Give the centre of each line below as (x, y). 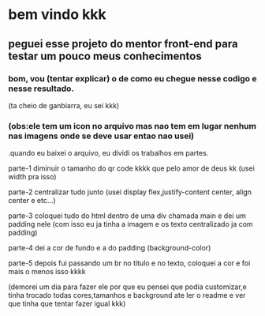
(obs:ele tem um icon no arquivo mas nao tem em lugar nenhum (132, 126)
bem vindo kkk (57, 15)
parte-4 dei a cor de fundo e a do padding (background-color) (110, 248)
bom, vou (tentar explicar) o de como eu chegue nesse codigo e (132, 78)
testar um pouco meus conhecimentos (105, 56)
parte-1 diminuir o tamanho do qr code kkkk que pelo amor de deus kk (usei (131, 168)
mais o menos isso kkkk (47, 272)
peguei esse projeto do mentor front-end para (123, 44)
